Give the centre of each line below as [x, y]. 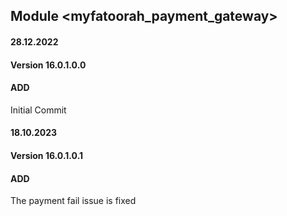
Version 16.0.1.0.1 [47, 155]
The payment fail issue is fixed [73, 201]
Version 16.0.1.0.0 [48, 65]
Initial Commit [38, 110]
